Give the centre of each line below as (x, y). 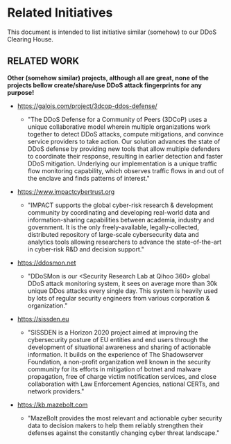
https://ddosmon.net (46, 263)
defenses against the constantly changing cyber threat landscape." (123, 433)
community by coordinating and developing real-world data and (119, 212)
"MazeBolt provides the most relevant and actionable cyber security (125, 418)
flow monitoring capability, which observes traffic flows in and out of (126, 170)
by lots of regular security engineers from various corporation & (119, 298)
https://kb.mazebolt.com (52, 405)
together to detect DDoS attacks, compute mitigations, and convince (126, 134)
